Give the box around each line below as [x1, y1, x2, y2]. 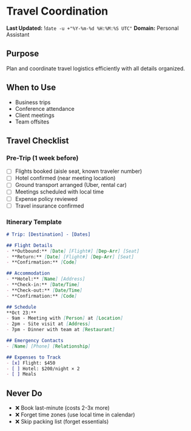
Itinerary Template [6, 217, 62, 226]
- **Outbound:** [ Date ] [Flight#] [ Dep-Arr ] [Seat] [6, 248, 139, 254]
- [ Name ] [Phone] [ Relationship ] [6, 343, 91, 349]
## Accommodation [6, 270, 50, 276]
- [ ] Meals [6, 371, 36, 377]
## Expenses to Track [6, 354, 61, 360]
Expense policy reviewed [15, 195, 78, 202]
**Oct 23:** [6, 309, 36, 316]
